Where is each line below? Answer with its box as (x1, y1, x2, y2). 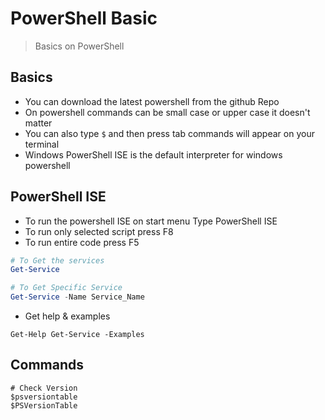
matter (24, 117, 53, 129)
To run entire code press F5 (24, 236, 140, 248)
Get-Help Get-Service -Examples (10, 330, 145, 340)
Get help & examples (24, 310, 111, 322)
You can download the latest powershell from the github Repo (24, 95, 280, 107)
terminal (24, 138, 60, 150)
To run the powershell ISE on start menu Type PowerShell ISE (24, 215, 278, 227)
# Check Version (10, 383, 78, 393)
